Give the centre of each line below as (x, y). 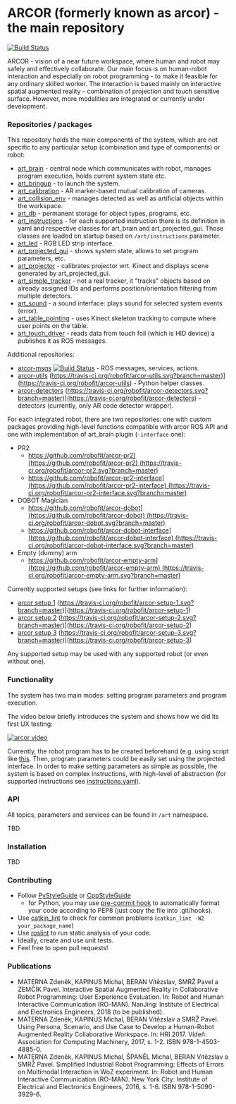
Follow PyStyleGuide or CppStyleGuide (74, 896)
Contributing (30, 880)
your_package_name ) (45, 926)
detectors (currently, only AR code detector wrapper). (95, 406)
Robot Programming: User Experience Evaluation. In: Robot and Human (120, 997)
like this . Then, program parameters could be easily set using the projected (116, 758)
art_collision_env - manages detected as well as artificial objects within (120, 198)
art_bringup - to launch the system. (69, 183)
